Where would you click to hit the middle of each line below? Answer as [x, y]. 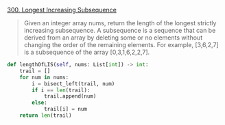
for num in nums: [44, 77]
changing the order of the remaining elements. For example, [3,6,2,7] [121, 45]
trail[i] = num [66, 109]
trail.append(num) [70, 96]
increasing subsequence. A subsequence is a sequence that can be [120, 30]
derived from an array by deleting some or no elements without [113, 38]
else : [40, 103]
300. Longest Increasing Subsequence [62, 10]
